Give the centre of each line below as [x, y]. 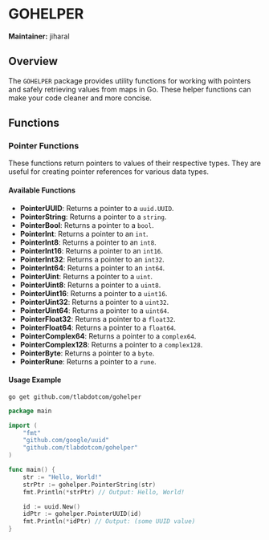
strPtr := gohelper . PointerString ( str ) [90, 485]
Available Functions [42, 190]
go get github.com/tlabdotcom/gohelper [75, 397]
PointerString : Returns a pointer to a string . [93, 217]
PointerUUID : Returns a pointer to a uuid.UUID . [97, 208]
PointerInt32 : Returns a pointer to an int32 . [92, 259]
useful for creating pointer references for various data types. [109, 172]
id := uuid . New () [52, 506]
